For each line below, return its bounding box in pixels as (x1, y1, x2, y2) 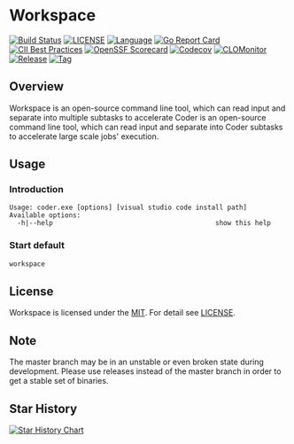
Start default (9, 239, 65, 252)
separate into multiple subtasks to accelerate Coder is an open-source (9, 112, 267, 122)
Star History (9, 401, 78, 417)
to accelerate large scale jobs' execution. (9, 130, 159, 142)
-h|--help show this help (17, 219, 272, 228)
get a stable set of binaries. (9, 376, 109, 386)
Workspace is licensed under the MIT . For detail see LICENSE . (9, 308, 236, 318)
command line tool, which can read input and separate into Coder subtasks (9, 121, 283, 132)
